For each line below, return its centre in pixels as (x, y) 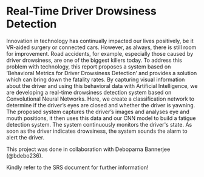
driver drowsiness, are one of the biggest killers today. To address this (94, 60)
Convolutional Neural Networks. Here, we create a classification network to (100, 99)
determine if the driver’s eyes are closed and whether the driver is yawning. (101, 105)
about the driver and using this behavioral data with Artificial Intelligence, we (102, 85)
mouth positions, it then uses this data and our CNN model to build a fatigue (101, 118)
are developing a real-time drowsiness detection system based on (89, 92)
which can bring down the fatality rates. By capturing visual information (96, 79)
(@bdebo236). (25, 155)
